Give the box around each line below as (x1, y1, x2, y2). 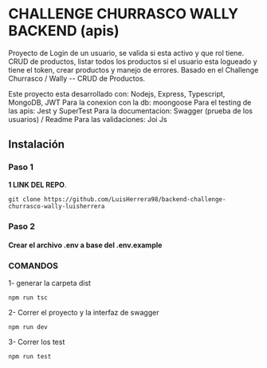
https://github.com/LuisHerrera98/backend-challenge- (43, 195, 226, 204)
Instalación (8, 137, 65, 152)
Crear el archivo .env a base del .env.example (8, 240, 163, 250)
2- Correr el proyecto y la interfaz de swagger (8, 308, 159, 318)
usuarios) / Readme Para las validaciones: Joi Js (8, 114, 167, 124)
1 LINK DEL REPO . (8, 180, 67, 189)
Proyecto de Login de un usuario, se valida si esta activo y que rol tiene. (8, 48, 245, 57)
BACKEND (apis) (8, 22, 120, 40)
